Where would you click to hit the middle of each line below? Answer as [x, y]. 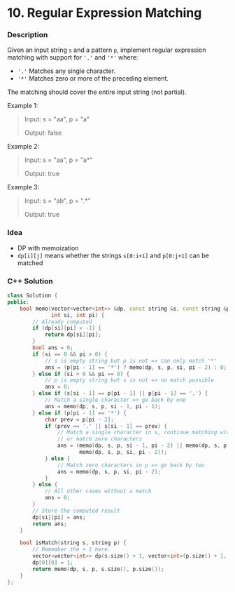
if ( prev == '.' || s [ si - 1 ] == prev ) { [106, 426]
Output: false [43, 133]
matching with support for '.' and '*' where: [73, 58]
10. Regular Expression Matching [105, 13]
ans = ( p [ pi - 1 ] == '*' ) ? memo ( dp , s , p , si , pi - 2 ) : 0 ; [136, 367]
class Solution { [33, 296]
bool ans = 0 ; [53, 348]
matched [30, 263]
